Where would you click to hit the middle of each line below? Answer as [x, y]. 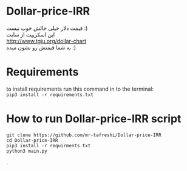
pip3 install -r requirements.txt [50, 95]
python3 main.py [27, 151]
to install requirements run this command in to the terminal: [80, 89]
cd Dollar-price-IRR [32, 140]
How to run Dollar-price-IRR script [94, 119]
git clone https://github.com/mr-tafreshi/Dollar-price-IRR [84, 135]
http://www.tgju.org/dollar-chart [46, 41]
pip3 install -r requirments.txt [49, 145]
